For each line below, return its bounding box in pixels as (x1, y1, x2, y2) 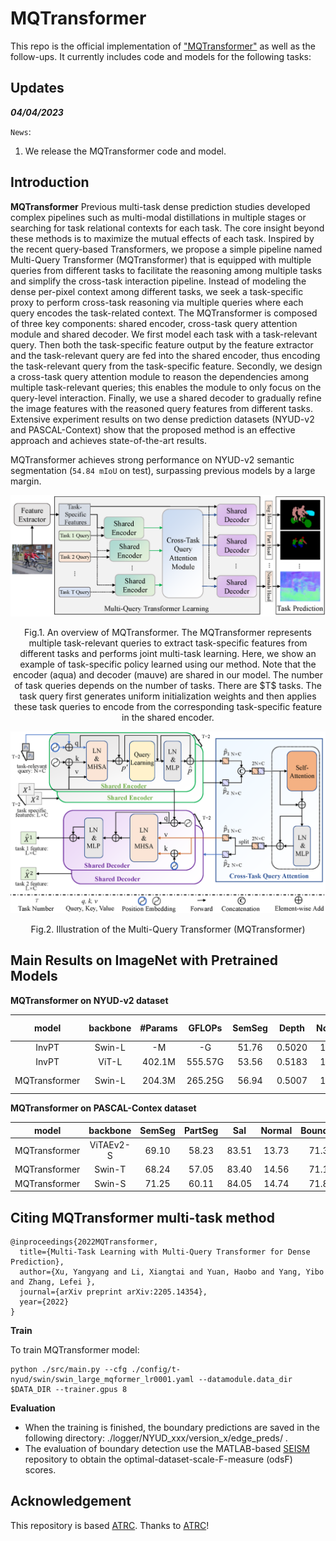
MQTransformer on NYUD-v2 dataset (10, 994, 169, 1006)
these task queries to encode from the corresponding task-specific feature (13, 701, 323, 713)
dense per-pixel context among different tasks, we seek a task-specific (10, 285, 304, 297)
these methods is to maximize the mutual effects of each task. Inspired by (10, 232, 315, 244)
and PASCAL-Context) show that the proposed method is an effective (10, 423, 296, 436)
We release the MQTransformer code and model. (24, 145, 227, 157)
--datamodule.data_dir (198, 1374, 293, 1384)
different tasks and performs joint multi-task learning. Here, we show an (19, 648, 317, 660)
